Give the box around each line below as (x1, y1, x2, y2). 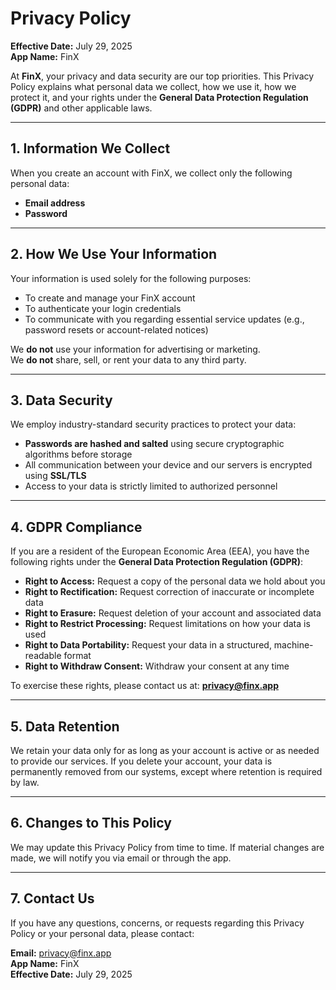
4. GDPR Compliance (10, 518, 143, 536)
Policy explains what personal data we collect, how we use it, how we (10, 80, 297, 92)
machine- (273, 639, 314, 651)
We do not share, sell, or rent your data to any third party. (10, 353, 247, 366)
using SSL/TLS (24, 470, 87, 482)
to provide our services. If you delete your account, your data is (10, 755, 273, 767)
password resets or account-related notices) (24, 323, 209, 336)
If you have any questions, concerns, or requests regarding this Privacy (10, 917, 305, 929)
